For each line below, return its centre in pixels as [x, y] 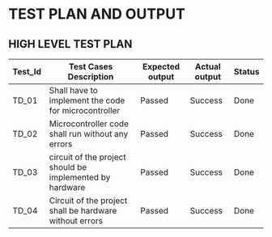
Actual [208, 67]
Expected [161, 67]
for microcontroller [85, 110]
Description [91, 76]
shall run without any [89, 134]
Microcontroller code [89, 124]
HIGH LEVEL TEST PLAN [70, 44]
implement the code [87, 100]
